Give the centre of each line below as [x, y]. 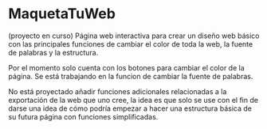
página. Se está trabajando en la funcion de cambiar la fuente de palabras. [131, 76]
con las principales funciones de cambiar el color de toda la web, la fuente [131, 44]
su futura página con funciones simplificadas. [83, 116]
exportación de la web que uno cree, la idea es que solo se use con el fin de [133, 100]
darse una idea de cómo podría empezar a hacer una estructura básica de [130, 108]
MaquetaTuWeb [62, 14]
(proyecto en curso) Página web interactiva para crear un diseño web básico [134, 36]
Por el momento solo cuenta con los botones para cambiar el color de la [126, 67]
